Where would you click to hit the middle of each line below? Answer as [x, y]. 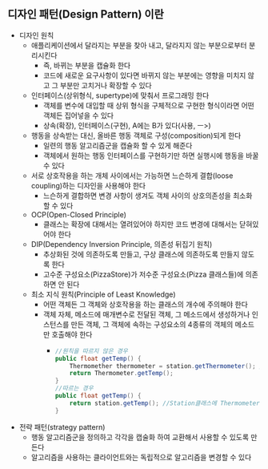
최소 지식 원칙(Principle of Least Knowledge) [104, 294]
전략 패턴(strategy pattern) [62, 427]
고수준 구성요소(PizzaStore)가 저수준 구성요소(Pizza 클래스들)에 [143, 274]
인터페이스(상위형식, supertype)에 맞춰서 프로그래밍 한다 [120, 95]
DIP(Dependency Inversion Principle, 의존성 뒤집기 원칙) [122, 244]
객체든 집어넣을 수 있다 [78, 115]
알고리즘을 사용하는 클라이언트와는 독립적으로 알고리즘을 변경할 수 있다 [141, 457]
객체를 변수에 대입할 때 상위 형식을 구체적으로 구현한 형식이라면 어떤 [149, 105]
